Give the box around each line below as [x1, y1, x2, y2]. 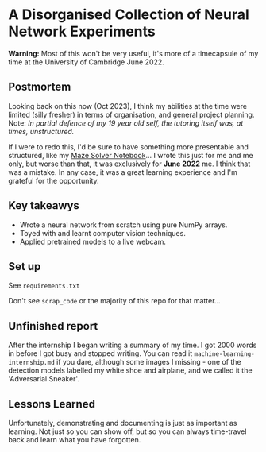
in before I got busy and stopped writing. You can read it [8, 349, 193, 358]
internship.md [8, 359, 56, 367]
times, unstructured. [8, 126, 75, 136]
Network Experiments [8, 22, 156, 41]
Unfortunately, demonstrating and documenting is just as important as [8, 419, 237, 427]
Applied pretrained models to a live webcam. [19, 237, 167, 246]
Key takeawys [8, 199, 79, 212]
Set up [8, 260, 41, 273]
